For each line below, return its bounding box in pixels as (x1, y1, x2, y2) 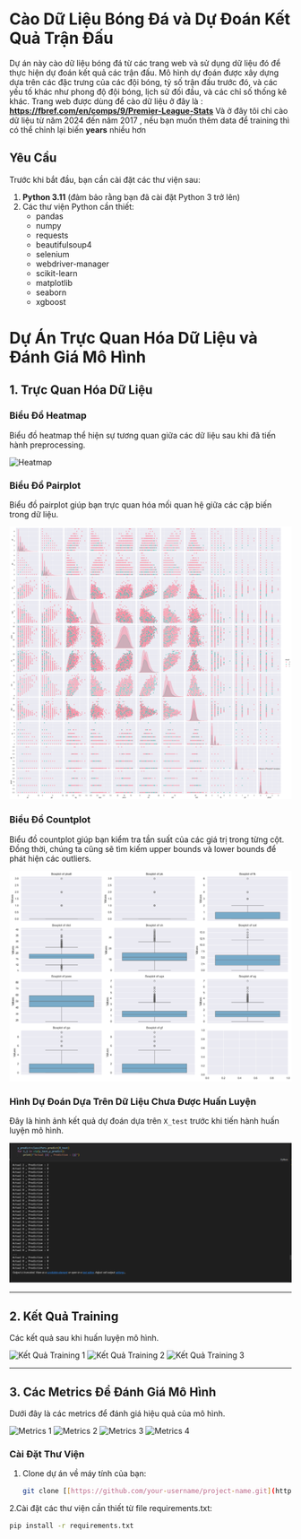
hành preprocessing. (9, 439, 86, 450)
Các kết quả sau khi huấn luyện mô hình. (9, 1333, 159, 1343)
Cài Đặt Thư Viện (9, 1448, 85, 1460)
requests (35, 230, 69, 240)
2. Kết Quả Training (9, 1309, 119, 1324)
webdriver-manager (35, 258, 110, 269)
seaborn (35, 287, 67, 298)
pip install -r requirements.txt (9, 1521, 134, 1531)
